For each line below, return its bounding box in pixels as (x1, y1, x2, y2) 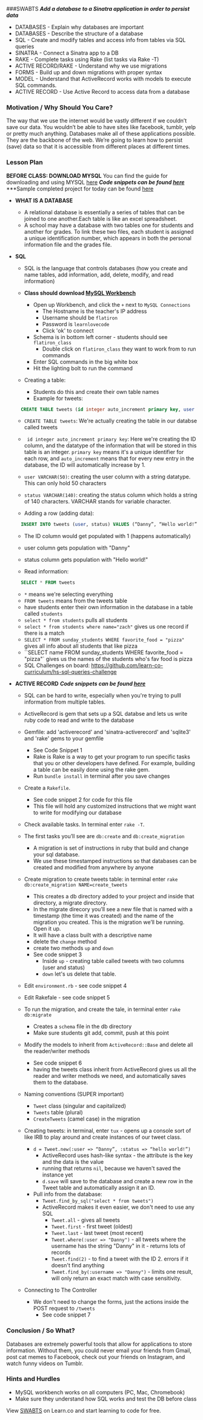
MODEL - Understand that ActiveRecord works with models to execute (15, 75, 191, 82)
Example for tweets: (33, 394, 84, 402)
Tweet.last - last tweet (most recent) (51, 1229, 144, 1237)
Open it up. (33, 925, 61, 932)
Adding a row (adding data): (24, 509, 95, 517)
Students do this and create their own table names (33, 388, 159, 395)
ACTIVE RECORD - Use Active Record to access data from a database (15, 88, 190, 95)
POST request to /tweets (33, 1305, 95, 1312)
